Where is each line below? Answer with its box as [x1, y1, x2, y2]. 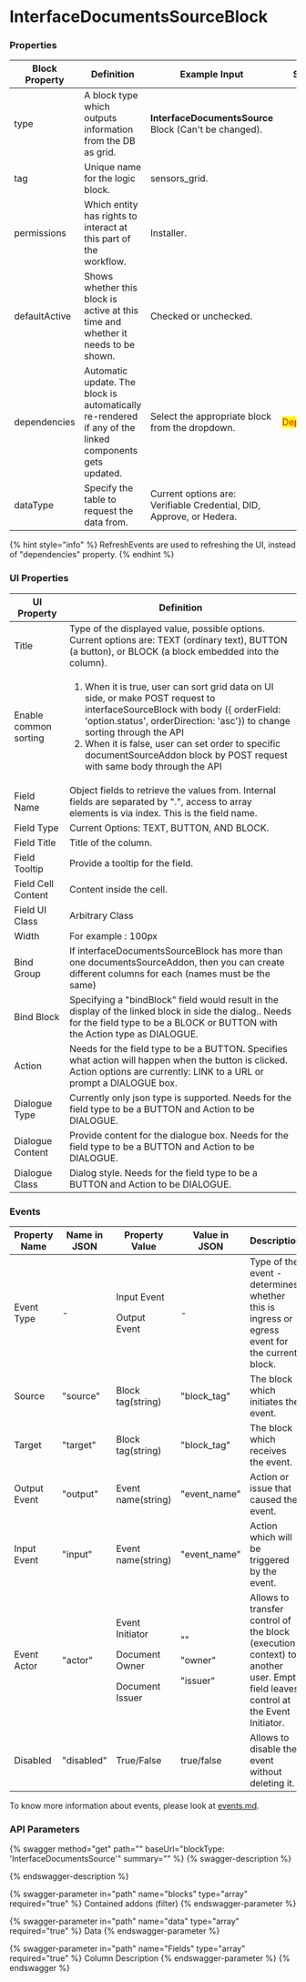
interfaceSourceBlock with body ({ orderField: [85, 703, 280, 716]
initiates [250, 1395, 284, 1408]
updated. [84, 467, 123, 480]
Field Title [14, 836, 56, 849]
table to [84, 494, 117, 506]
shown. [84, 350, 116, 363]
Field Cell [14, 877, 55, 890]
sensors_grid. [149, 172, 209, 185]
